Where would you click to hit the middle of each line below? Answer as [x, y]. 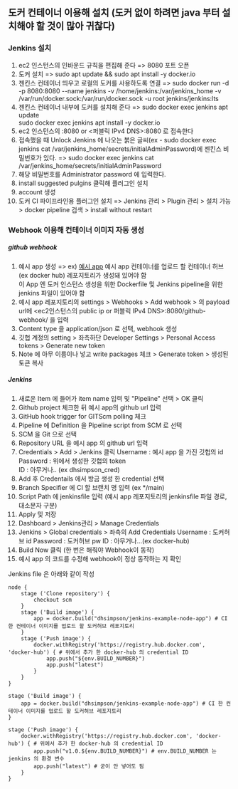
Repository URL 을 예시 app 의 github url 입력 [83, 443]
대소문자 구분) [38, 505]
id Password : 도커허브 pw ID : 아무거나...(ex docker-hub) [108, 540]
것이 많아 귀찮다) [81, 26]
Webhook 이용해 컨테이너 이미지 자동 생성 [76, 230]
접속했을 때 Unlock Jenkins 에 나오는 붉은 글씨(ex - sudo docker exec [117, 140]
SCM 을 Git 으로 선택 [48, 434]
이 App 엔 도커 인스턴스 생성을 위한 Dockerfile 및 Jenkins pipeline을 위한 [120, 284]
